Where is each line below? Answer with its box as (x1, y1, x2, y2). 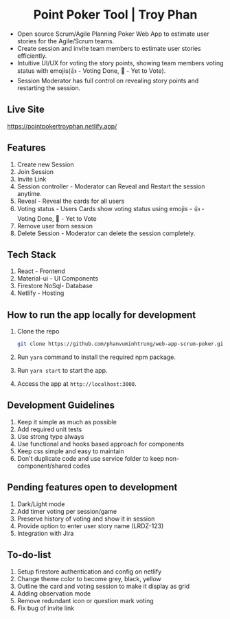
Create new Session (16, 160, 74, 169)
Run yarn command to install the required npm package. (16, 353, 176, 361)
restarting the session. (16, 83, 81, 92)
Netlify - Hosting (16, 289, 65, 297)
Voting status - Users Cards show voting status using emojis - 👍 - (16, 204, 205, 213)
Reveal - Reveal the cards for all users (16, 197, 125, 205)
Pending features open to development (7, 481, 178, 493)
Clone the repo (16, 327, 60, 336)
